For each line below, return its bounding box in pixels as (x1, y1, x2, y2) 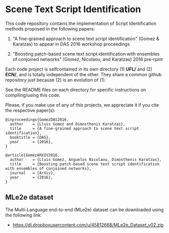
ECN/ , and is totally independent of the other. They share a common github (5, 71, 162, 77)
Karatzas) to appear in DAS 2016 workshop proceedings (12, 41, 130, 47)
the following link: (5, 212, 42, 218)
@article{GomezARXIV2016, (5, 152, 60, 158)
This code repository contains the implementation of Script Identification (5, 20, 157, 26)
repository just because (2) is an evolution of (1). (5, 77, 106, 83)
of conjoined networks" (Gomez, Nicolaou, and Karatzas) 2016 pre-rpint (12, 56, 163, 62)
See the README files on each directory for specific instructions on (5, 86, 146, 92)
